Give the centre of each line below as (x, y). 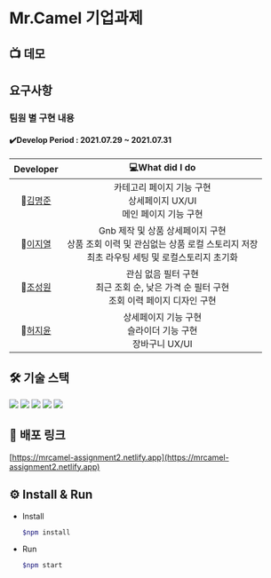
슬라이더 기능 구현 (163, 331)
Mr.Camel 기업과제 (76, 18)
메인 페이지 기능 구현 (162, 214)
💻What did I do (162, 168)
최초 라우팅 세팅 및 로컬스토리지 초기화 (162, 257)
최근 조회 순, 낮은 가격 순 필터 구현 (162, 288)
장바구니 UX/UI (162, 344)
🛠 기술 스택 (39, 378)
